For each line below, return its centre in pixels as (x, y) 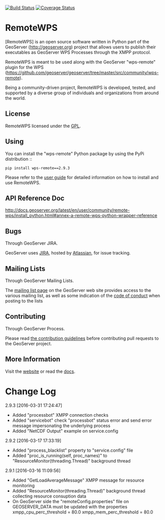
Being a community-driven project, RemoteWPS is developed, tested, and (80, 87)
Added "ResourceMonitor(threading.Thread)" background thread (79, 491)
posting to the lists (24, 301)
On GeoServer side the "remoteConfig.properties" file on (71, 501)
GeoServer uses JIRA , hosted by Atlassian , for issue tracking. (68, 253)
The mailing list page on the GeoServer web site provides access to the (78, 290)
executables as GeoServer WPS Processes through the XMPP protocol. (78, 52)
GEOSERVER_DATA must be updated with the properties (70, 507)
